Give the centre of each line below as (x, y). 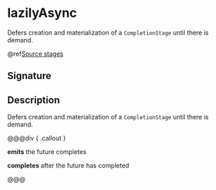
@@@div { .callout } (37, 138)
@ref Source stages (35, 54)
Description (34, 100)
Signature (29, 76)
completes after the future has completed (68, 166)
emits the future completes (47, 152)
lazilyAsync (42, 13)
